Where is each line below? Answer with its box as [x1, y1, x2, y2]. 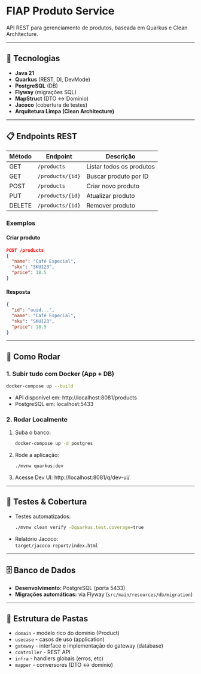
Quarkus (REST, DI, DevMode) [14, 76, 91, 83]
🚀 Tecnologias [6, 53, 60, 64]
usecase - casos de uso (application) [14, 636, 105, 643]
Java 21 [14, 69, 35, 76]
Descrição [105, 152, 136, 160]
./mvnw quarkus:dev [14, 463, 64, 469]
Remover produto [86, 201, 136, 209]
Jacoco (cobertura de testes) [14, 101, 88, 109]
